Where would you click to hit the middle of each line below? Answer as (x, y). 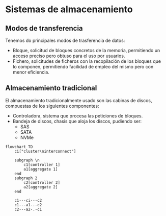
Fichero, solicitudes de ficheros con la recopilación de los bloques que (87, 61)
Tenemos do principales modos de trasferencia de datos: (65, 40)
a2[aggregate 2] (41, 187)
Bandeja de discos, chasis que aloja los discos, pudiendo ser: (77, 121)
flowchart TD (19, 147)
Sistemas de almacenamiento (69, 9)
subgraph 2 (26, 178)
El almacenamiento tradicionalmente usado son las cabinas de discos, (79, 100)
